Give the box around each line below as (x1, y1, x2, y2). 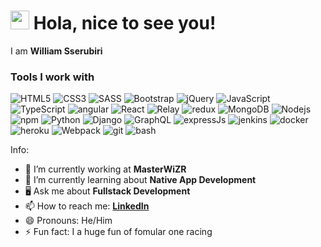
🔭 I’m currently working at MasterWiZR (24, 163, 187, 175)
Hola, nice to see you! (33, 12, 217, 35)
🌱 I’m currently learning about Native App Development (24, 174, 257, 186)
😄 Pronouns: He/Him (24, 215, 113, 227)
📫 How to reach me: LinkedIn (24, 200, 150, 212)
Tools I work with (10, 70, 95, 84)
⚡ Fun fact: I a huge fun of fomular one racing (24, 226, 213, 238)
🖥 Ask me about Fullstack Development (24, 185, 191, 197)
